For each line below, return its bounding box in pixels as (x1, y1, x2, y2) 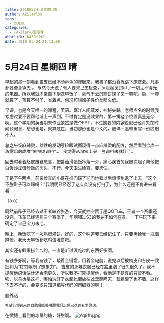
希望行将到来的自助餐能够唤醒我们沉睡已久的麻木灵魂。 (5, 303, 100, 308)
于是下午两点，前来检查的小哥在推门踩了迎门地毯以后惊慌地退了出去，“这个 (5, 175, 157, 181)
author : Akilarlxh (5, 12, 42, 17)
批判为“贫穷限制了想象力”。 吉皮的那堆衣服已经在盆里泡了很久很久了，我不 (5, 263, 156, 269)
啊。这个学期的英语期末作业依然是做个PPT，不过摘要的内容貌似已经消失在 (5, 119, 155, 125)
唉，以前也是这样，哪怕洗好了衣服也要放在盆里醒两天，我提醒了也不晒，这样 (5, 276, 159, 281)
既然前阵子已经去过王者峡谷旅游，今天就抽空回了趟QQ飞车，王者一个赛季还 (5, 208, 157, 214)
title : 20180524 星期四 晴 (5, 7, 57, 12)
